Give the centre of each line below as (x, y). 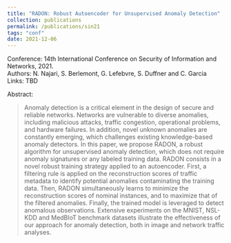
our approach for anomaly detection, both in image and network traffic (124, 225)
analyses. (38, 233)
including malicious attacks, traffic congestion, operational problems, (122, 122)
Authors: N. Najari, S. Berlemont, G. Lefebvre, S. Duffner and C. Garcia (107, 74)
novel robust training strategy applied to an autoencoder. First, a (115, 166)
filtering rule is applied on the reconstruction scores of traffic (111, 174)
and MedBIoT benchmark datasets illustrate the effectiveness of (130, 217)
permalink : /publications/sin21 (53, 26)
